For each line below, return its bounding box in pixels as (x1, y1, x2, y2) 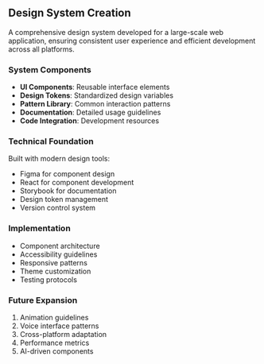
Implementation (8, 223, 72, 234)
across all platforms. (8, 44, 75, 54)
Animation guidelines (19, 313, 89, 322)
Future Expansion (8, 294, 78, 305)
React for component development (19, 178, 134, 188)
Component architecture (19, 241, 101, 250)
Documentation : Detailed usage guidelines (19, 107, 161, 118)
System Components (8, 64, 91, 75)
